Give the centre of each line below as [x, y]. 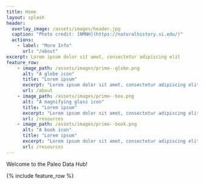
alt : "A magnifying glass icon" [63, 102]
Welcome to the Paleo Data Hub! [47, 164]
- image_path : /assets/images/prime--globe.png [78, 68]
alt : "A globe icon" [48, 74]
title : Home [21, 12]
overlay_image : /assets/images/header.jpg [66, 29]
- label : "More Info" [44, 46]
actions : [23, 40]
